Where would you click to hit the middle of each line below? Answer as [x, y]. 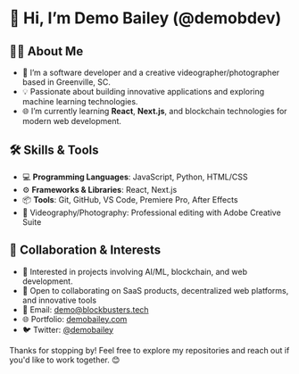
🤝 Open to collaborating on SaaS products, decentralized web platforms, [155, 290]
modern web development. [72, 121]
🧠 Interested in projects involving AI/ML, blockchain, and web [135, 271]
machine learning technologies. [80, 101]
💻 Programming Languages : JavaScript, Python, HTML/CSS [135, 177]
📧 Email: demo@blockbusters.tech [85, 309]
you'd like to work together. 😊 [65, 360]
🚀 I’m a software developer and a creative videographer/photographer [151, 72]
